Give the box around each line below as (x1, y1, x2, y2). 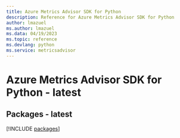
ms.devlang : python (6, 42, 55, 48)
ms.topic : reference (6, 36, 58, 42)
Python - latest (6, 86, 82, 99)
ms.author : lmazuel (6, 25, 55, 32)
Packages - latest (6, 109, 73, 120)
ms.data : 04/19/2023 (6, 31, 58, 37)
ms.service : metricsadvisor (6, 48, 76, 54)
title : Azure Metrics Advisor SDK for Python (6, 8, 121, 15)
